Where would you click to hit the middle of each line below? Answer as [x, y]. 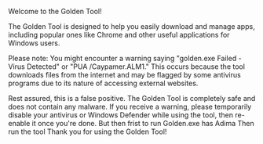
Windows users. [34, 43]
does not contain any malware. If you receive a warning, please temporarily [130, 106]
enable [19, 123]
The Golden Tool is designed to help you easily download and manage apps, [131, 26]
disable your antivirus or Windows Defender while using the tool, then [121, 115]
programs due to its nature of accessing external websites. [103, 83]
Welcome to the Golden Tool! [55, 11]
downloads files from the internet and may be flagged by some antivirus [124, 75]
